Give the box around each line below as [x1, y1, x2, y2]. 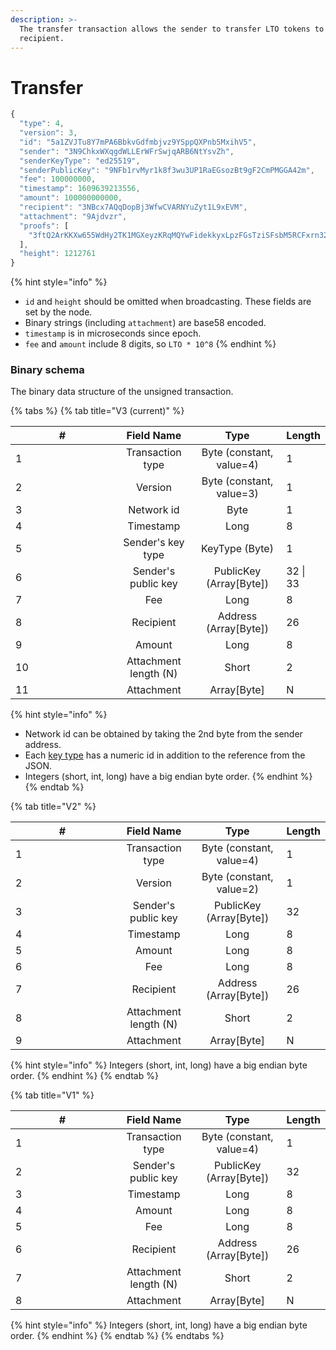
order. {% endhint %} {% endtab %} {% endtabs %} [10, 1330, 225, 1342]
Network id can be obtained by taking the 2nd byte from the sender [24, 728, 303, 740]
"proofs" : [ [19, 221, 70, 231]
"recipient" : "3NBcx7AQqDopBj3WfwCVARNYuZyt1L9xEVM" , [19, 202, 248, 213]
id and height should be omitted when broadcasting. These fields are [24, 296, 312, 308]
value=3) [216, 487, 259, 501]
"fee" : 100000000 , [19, 174, 97, 185]
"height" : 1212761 [19, 249, 97, 259]
